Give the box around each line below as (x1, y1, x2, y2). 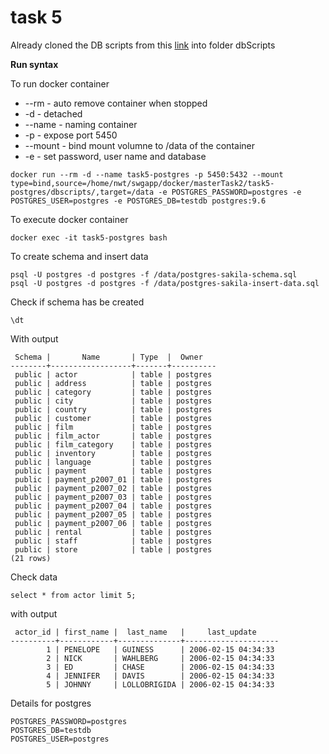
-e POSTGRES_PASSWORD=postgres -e (158, 187, 302, 197)
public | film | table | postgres (14, 422, 213, 432)
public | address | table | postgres (14, 378, 213, 388)
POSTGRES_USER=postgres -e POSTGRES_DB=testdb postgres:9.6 (10, 196, 267, 206)
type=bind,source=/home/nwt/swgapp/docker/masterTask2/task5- (10, 178, 275, 188)
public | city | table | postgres (14, 396, 213, 406)
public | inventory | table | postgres (14, 448, 213, 458)
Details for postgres (10, 697, 92, 709)
